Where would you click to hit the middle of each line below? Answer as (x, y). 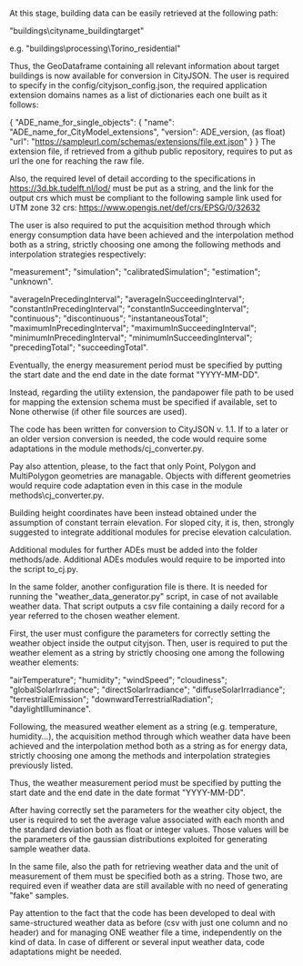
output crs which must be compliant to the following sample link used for (146, 198)
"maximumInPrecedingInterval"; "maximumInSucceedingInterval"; (133, 328)
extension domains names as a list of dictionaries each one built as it (138, 95)
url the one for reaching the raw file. (77, 161)
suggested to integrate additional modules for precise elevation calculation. (151, 532)
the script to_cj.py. (44, 569)
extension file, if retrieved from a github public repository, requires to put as (151, 151)
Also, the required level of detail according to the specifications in (133, 178)
